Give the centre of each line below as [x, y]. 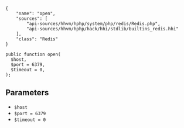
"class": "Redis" [37, 39]
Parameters [27, 93]
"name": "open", [36, 13]
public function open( [33, 54]
